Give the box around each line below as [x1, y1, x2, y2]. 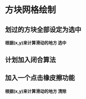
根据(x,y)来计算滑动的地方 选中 [5, 40, 67, 46]
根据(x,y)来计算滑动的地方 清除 [5, 88, 67, 94]
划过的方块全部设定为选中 [5, 25, 81, 34]
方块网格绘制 [5, 4, 57, 16]
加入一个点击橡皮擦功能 [5, 74, 75, 82]
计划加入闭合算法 [5, 56, 56, 64]
